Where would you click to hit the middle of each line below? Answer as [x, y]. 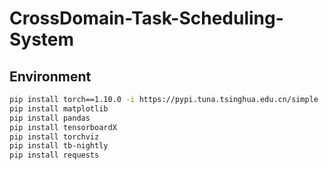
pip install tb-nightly [59, 146]
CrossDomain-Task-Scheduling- [146, 18]
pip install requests [54, 155]
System [42, 39]
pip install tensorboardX [63, 127]
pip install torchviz [54, 137]
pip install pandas [50, 118]
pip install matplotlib [59, 108]
